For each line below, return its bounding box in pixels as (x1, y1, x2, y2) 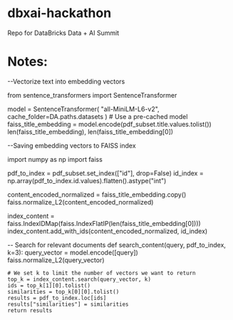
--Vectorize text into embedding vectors (7, 77, 125, 86)
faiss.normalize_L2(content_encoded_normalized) (7, 197, 154, 206)
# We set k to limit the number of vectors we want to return (7, 269, 196, 277)
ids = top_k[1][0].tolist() (7, 282, 91, 289)
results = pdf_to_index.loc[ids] (7, 294, 107, 301)
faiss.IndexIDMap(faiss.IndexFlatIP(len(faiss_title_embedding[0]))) (7, 219, 201, 227)
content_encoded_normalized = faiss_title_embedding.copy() (7, 190, 187, 199)
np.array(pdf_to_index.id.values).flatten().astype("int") (7, 176, 167, 185)
